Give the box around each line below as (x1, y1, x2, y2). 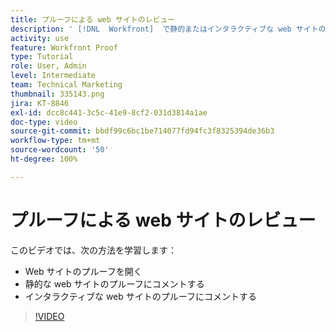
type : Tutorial (10, 52, 74, 62)
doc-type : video (10, 117, 78, 127)
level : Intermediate (10, 71, 97, 81)
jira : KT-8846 (10, 98, 70, 108)
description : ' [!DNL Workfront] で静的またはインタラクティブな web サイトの (10, 24, 327, 34)
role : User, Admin (10, 61, 87, 71)
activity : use (10, 33, 70, 43)
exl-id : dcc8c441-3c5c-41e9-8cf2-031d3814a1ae (10, 107, 208, 118)
